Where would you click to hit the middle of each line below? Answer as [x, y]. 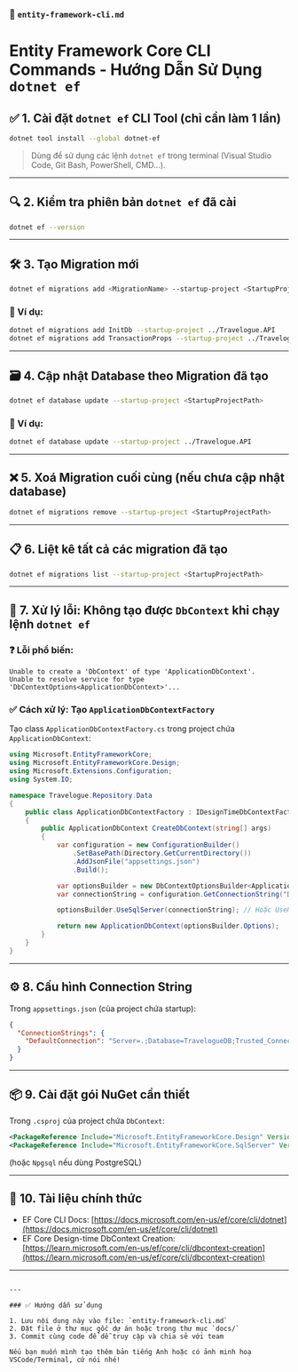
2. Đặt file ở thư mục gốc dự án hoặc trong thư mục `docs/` [125, 1329]
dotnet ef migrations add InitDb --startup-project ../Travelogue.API [142, 331]
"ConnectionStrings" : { [61, 1033]
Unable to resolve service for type [77, 680]
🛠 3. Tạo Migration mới [74, 264]
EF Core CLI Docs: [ [58, 1220]
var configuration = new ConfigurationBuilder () [148, 845]
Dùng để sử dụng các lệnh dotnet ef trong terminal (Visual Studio [151, 156]
